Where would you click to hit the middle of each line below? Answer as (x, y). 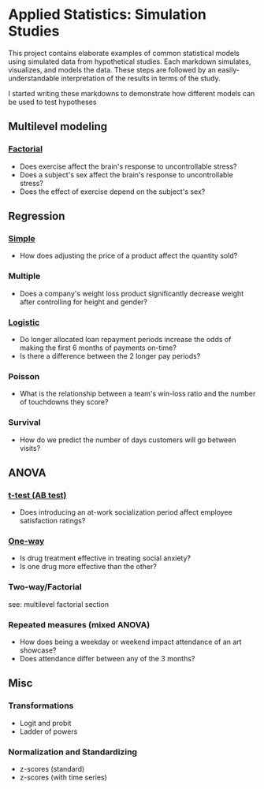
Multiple (24, 276)
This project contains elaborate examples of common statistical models (124, 53)
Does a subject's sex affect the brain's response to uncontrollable (126, 174)
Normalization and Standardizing (73, 752)
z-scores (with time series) (63, 777)
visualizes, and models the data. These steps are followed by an (112, 69)
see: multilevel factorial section (58, 604)
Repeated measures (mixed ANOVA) (79, 624)
